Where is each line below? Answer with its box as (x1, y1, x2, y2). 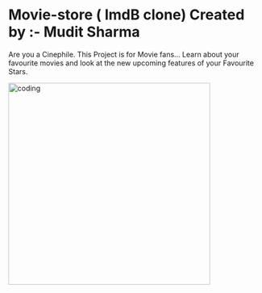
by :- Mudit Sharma (8, 23, 140, 41)
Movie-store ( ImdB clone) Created (8, 6, 245, 24)
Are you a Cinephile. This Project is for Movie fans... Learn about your (8, 49, 239, 59)
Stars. (8, 66, 28, 76)
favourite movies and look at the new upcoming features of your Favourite (8, 58, 254, 68)
